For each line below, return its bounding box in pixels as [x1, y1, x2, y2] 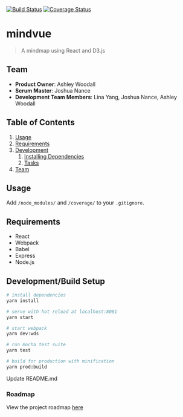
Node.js [14, 258, 35, 266]
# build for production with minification [6, 358, 115, 364]
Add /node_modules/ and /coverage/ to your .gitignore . [6, 199, 145, 206]
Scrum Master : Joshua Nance [14, 87, 91, 94]
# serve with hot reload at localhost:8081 [6, 309, 118, 315]
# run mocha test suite [6, 342, 66, 348]
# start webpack [6, 325, 47, 331]
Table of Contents [6, 117, 75, 128]
